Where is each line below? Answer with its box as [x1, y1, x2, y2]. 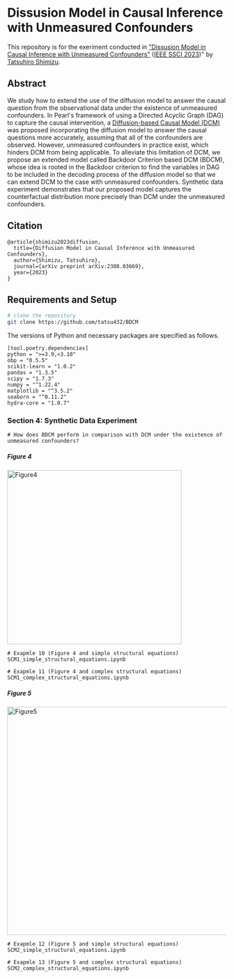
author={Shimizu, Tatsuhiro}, [13, 256, 101, 264]
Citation [7, 220, 43, 232]
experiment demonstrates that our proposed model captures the [7, 185, 192, 193]
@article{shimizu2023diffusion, [7, 238, 101, 245]
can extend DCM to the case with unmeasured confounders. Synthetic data [7, 178, 224, 186]
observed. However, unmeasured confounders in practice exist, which [7, 141, 209, 149]
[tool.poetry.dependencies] [7, 345, 89, 352]
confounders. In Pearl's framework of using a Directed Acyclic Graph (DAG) [7, 111, 224, 119]
